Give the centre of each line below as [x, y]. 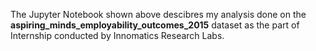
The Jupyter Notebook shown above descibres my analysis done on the [158, 14]
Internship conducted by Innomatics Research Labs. [117, 35]
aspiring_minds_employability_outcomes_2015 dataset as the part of [155, 25]
